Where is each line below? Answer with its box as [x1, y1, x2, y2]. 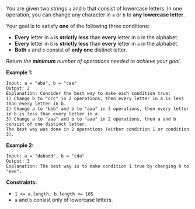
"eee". [6, 169, 22, 174]
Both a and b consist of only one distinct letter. [14, 46, 127, 53]
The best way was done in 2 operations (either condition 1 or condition [6, 126, 190, 132]
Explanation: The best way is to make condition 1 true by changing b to [6, 163, 190, 169]
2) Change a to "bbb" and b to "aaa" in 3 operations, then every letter [6, 106, 190, 112]
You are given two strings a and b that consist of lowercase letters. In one [6, 5, 182, 12]
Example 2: [6, 142, 34, 149]
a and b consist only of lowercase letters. [14, 196, 113, 203]
